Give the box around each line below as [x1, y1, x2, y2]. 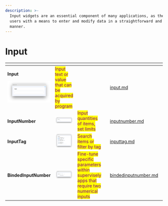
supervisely [77, 172, 101, 178]
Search [77, 133, 92, 139]
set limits [77, 126, 96, 132]
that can [54, 81, 72, 87]
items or [77, 138, 94, 144]
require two [77, 183, 101, 189]
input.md [109, 84, 128, 90]
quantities [77, 115, 98, 121]
